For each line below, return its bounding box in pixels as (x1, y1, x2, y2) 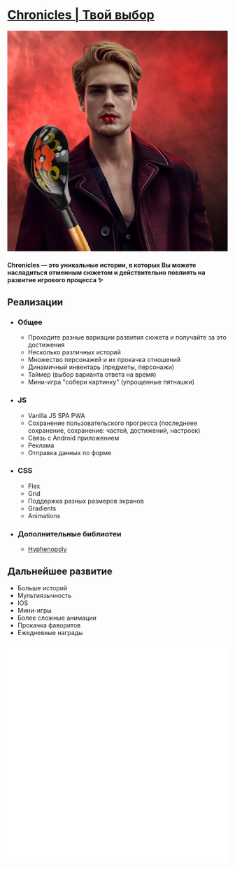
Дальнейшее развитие (7, 565, 113, 577)
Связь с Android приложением (27, 433, 120, 442)
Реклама (27, 441, 55, 450)
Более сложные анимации (17, 613, 97, 622)
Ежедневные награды (17, 628, 83, 637)
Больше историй (17, 583, 68, 592)
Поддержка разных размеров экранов (27, 496, 145, 505)
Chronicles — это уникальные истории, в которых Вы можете (7, 260, 197, 269)
